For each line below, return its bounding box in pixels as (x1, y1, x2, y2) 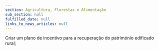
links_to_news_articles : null (5, 21, 68, 26)
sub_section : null (5, 12, 43, 17)
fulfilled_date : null (5, 16, 50, 21)
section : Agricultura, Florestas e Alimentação (5, 7, 106, 12)
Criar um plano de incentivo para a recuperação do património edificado (5, 35, 154, 41)
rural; (5, 40, 16, 46)
